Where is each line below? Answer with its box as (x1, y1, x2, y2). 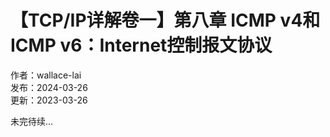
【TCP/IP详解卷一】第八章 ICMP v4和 (10, 9, 321, 32)
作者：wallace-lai (10, 69, 82, 81)
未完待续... (10, 115, 54, 127)
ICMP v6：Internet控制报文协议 (10, 34, 273, 57)
